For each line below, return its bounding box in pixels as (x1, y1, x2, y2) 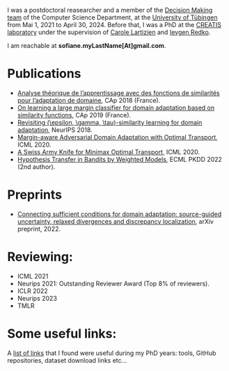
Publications (7, 66, 81, 82)
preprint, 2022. (17, 224, 61, 233)
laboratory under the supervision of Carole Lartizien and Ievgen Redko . (7, 28, 211, 36)
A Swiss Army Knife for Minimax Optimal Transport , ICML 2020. (17, 147, 200, 156)
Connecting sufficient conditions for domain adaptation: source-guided (17, 210, 222, 218)
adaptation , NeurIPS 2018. (17, 125, 93, 134)
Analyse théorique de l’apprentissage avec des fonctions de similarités (17, 88, 221, 97)
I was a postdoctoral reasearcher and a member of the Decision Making (7, 6, 213, 14)
